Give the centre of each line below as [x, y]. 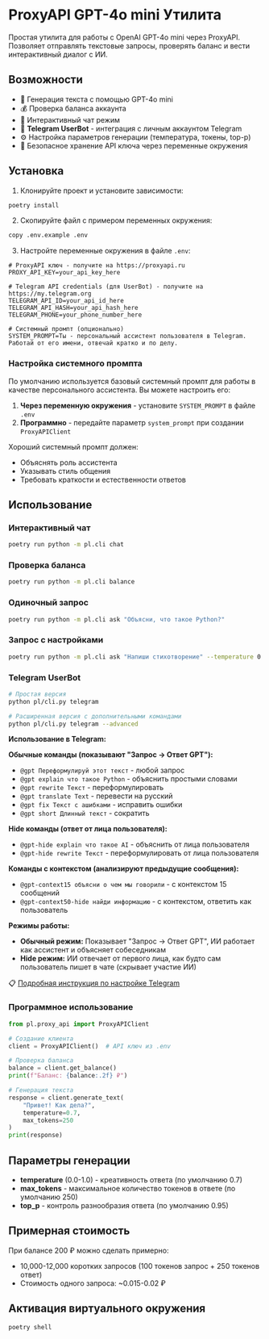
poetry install [34, 205]
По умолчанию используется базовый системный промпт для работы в [132, 381]
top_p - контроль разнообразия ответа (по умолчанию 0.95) [124, 1205]
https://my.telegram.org [50, 294]
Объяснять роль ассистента [69, 462]
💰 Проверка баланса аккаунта [73, 108]
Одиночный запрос [48, 603]
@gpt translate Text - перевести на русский [96, 796]
